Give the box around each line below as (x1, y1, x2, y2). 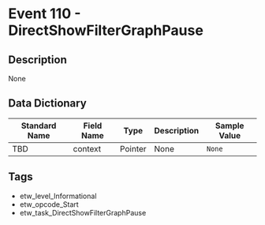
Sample (215, 120, 244, 131)
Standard (21, 120, 57, 131)
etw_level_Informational (19, 191, 97, 201)
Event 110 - (8, 5, 81, 23)
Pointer (119, 143, 147, 154)
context (73, 143, 102, 154)
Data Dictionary (8, 96, 87, 111)
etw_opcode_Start (19, 199, 79, 209)
